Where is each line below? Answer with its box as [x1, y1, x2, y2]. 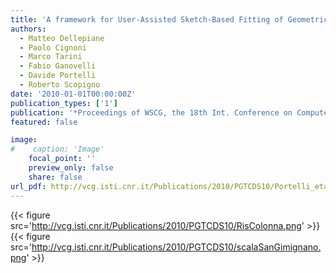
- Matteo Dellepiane [19, 33, 105, 43]
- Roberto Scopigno [19, 80, 101, 90]
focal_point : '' [28, 154, 97, 164]
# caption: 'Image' [10, 144, 105, 155]
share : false [28, 172, 83, 182]
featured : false [10, 117, 78, 127]
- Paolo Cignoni [19, 42, 87, 53]
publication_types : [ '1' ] [10, 98, 118, 108]
